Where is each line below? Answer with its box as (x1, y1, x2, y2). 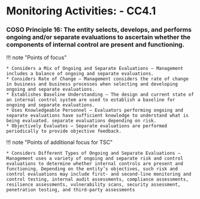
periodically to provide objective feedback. (6, 128, 122, 134)
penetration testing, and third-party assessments (6, 187, 135, 193)
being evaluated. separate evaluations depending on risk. (6, 118, 157, 124)
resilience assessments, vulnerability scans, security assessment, (6, 182, 181, 188)
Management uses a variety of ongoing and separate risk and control (6, 155, 184, 162)
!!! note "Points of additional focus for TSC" (6, 139, 113, 146)
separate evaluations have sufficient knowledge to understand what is (6, 112, 189, 119)
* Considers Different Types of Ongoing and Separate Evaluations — (6, 151, 181, 157)
